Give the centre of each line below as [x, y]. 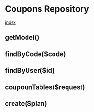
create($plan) [26, 104]
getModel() [22, 38]
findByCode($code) [35, 54]
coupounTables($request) [45, 87]
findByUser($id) [30, 71]
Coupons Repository [47, 9]
